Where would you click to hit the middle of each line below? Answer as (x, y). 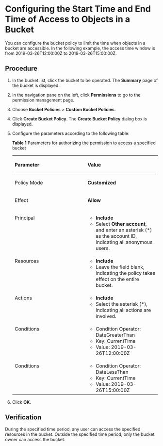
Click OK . (22, 402)
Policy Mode (29, 182)
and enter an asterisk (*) (124, 230)
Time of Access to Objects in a (67, 19)
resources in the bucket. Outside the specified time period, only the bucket (80, 434)
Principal (24, 218)
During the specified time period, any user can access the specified (73, 429)
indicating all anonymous (124, 242)
